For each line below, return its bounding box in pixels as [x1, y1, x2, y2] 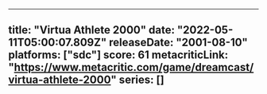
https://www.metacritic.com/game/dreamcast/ [14, 61, 254, 74]
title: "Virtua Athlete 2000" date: [8, 23, 175, 37]
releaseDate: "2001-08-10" [108, 36, 248, 49]
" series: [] [110, 73, 164, 87]
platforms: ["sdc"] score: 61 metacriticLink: [8, 49, 229, 62]
